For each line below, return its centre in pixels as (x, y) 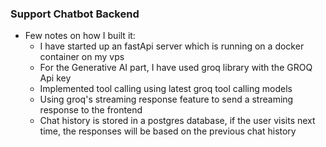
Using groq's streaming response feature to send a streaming (166, 99)
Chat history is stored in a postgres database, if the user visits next (177, 121)
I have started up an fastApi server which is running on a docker (172, 46)
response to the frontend (91, 110)
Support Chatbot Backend (75, 14)
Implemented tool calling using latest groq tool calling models (166, 89)
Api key (55, 78)
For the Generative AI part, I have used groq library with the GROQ (176, 68)
